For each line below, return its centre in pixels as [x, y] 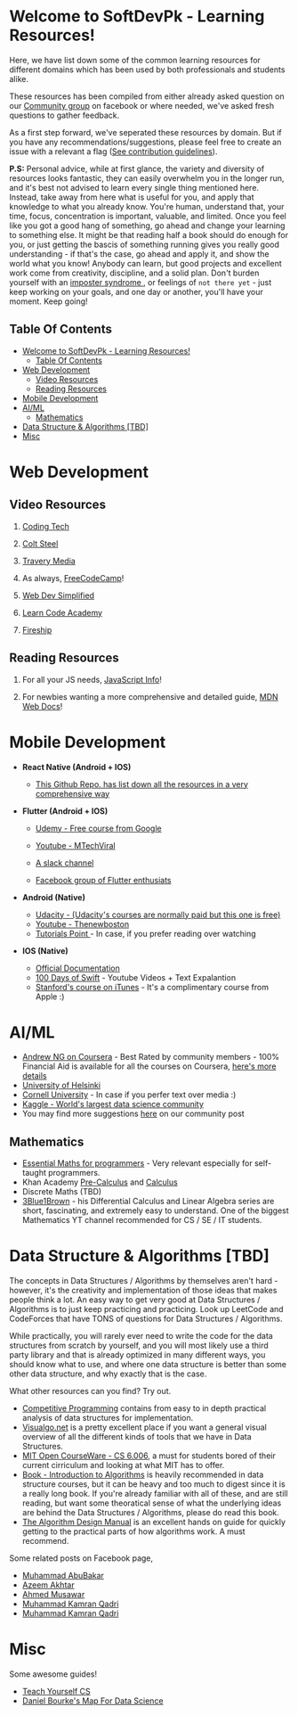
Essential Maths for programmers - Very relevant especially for [137, 1163]
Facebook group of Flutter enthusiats [103, 880]
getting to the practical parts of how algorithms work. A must [134, 1531]
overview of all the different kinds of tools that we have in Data [137, 1437]
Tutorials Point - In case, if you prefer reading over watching [145, 933]
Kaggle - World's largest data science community [113, 1104]
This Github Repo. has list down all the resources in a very [142, 784]
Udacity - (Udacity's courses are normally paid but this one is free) [158, 915]
